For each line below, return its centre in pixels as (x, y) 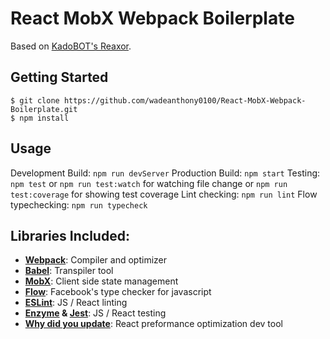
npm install (44, 118)
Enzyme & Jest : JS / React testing (95, 313)
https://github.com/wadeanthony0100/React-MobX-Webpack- (185, 100)
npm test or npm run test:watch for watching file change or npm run (149, 183)
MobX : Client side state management (101, 281)
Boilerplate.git (44, 109)
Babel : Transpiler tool (69, 271)
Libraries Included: (70, 235)
